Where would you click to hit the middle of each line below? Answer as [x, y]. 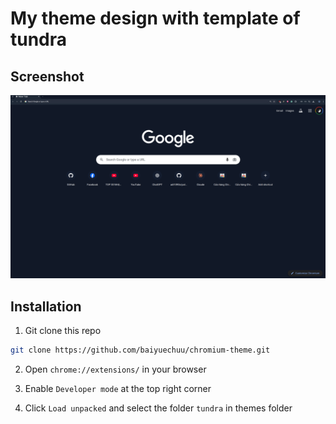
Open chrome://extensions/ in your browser [115, 369]
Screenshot [47, 76]
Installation [46, 306]
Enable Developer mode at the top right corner [118, 389]
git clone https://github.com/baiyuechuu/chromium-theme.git [140, 350]
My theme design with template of [155, 18]
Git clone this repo [63, 331]
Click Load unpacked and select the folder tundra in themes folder [158, 408]
